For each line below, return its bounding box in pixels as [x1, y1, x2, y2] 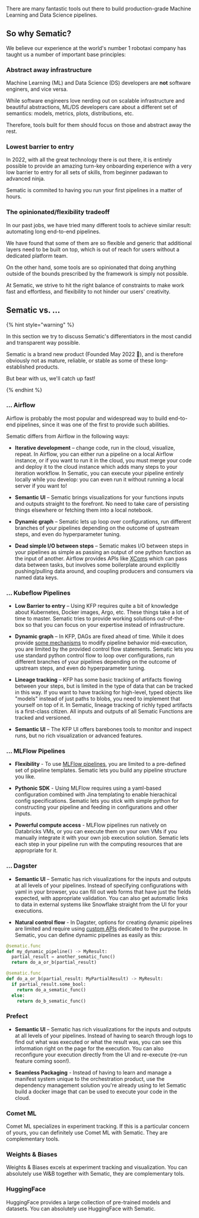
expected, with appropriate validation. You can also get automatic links [14, 894, 188, 901]
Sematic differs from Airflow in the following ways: [6, 432, 129, 440]
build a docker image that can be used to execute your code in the [14, 1088, 178, 1095]
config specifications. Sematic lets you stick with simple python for [14, 797, 179, 805]
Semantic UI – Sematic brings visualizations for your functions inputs [14, 493, 184, 500]
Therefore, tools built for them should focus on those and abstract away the [6, 122, 191, 129]
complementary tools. [6, 1136, 60, 1143]
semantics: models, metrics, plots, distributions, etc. [6, 110, 134, 117]
